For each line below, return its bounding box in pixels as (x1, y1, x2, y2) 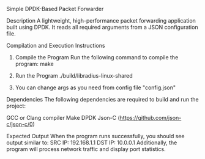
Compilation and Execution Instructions (6, 42, 105, 49)
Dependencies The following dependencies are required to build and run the (6, 96, 199, 103)
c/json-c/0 (6, 120, 33, 128)
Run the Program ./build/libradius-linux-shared (15, 72, 133, 79)
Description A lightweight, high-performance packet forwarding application (6, 17, 196, 24)
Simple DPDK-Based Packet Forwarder (6, 6, 104, 12)
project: (6, 102, 26, 109)
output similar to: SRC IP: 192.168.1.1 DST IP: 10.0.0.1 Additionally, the (6, 139, 177, 146)
